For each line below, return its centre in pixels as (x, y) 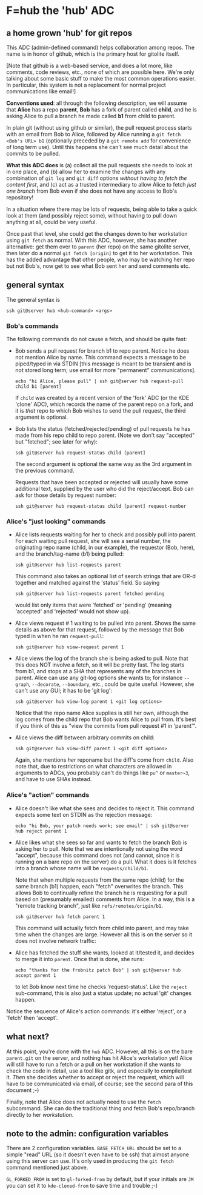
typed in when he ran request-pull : (59, 636)
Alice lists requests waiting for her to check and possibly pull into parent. (106, 534)
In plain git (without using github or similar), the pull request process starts (99, 128)
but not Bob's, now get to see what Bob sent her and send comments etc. (98, 266)
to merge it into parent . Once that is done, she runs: (79, 959)
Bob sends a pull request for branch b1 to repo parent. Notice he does (102, 351)
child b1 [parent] (38, 387)
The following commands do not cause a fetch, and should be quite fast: (97, 339)
